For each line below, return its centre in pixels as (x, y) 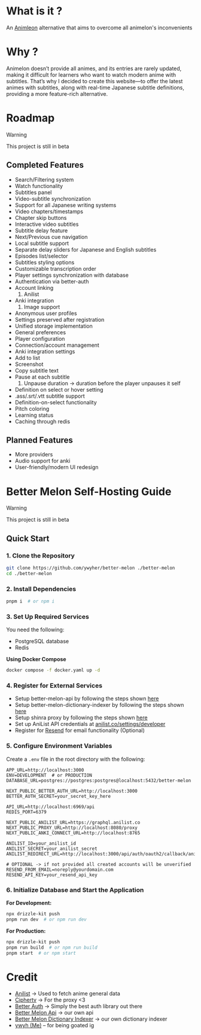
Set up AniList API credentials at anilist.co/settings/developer (90, 724)
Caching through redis (42, 421)
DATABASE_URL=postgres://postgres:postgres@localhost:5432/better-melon (99, 780)
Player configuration (40, 338)
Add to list (28, 358)
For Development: (29, 903)
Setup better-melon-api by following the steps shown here (87, 698)
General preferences (40, 332)
